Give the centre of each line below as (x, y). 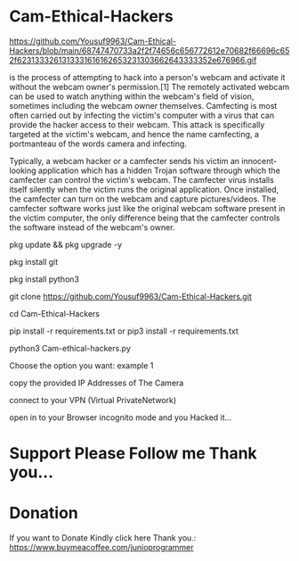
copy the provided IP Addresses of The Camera (97, 383)
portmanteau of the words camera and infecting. (98, 144)
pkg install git (34, 261)
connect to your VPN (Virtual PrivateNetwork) (93, 400)
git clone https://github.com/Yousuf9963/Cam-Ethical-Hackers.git (130, 296)
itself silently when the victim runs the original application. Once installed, (144, 189)
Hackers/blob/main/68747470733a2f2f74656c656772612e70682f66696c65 (149, 50)
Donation (44, 513)
